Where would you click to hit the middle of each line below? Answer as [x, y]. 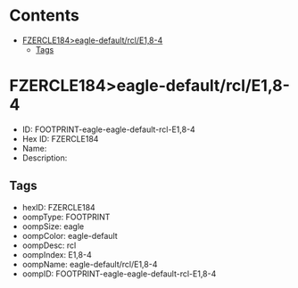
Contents [45, 16]
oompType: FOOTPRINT [66, 217]
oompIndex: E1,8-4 [57, 254]
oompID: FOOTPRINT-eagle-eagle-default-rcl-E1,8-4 [119, 274]
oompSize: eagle [53, 226]
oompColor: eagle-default [70, 235]
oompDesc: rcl [49, 245]
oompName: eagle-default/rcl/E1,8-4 [90, 264]
